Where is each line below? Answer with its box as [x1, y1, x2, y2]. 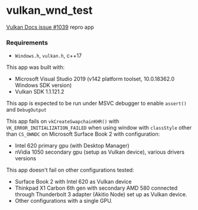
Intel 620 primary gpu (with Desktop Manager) [14, 142, 130, 149]
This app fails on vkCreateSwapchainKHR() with [6, 118, 120, 125]
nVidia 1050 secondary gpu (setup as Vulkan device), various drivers [14, 148, 185, 156]
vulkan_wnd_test [6, 4, 93, 17]
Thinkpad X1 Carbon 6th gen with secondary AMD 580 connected [14, 184, 178, 192]
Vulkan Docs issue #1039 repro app [6, 23, 95, 31]
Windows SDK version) [14, 82, 72, 89]
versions [14, 155, 36, 162]
